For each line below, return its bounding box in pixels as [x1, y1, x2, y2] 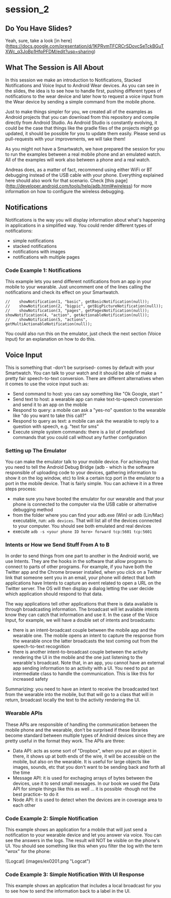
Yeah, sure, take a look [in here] [5, 37, 72, 44]
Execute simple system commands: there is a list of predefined [12, 429, 145, 435]
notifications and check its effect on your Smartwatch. [5, 289, 119, 295]
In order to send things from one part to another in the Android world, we [5, 553, 159, 559]
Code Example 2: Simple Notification [5, 815, 99, 822]
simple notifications [12, 237, 55, 244]
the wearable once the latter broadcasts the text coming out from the [12, 638, 158, 644]
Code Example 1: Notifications [5, 266, 82, 274]
